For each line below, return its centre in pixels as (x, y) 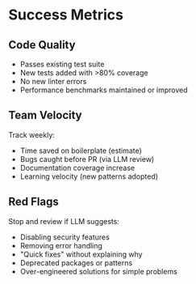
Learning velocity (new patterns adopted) (89, 176)
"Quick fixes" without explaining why (81, 254)
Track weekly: (31, 134)
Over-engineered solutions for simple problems (98, 271)
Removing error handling (61, 245)
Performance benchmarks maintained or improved (104, 90)
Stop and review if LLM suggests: (64, 221)
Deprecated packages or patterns (76, 263)
